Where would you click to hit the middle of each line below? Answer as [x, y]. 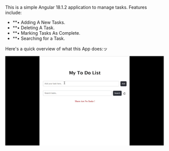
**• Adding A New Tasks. [39, 22]
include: [14, 13]
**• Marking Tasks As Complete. [46, 33]
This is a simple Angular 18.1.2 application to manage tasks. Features [76, 7]
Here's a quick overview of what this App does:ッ [57, 49]
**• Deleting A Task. [33, 28]
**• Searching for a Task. [39, 38]
